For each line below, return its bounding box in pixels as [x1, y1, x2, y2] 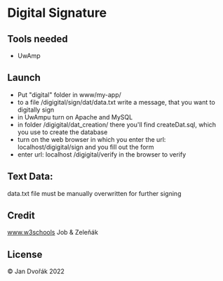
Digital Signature [7, 5, 107, 21]
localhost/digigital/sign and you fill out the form [17, 143, 154, 151]
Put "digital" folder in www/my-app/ [17, 90, 121, 99]
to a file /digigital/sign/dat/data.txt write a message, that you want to [17, 98, 215, 106]
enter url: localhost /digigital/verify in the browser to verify [17, 150, 187, 159]
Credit [7, 209, 35, 222]
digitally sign [17, 105, 55, 114]
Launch [7, 72, 41, 84]
